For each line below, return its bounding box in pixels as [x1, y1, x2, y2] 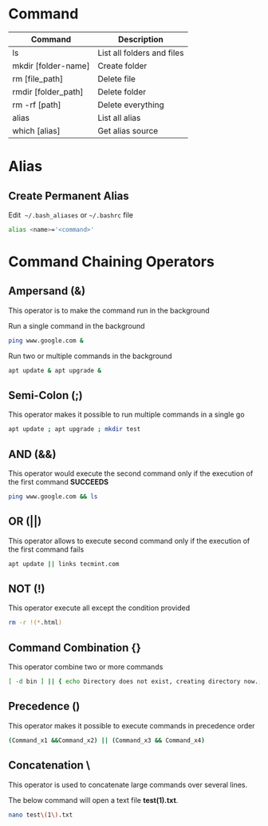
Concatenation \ [8, 759, 90, 772]
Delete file [97, 73, 136, 84]
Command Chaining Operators [8, 253, 215, 270]
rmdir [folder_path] [12, 86, 84, 97]
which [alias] [12, 125, 61, 136]
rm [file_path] [12, 73, 64, 84]
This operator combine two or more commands [8, 662, 164, 672]
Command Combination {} [8, 640, 141, 654]
